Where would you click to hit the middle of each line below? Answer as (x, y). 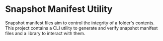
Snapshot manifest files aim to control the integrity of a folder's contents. (80, 23)
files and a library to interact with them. (45, 33)
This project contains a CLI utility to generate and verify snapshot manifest (81, 28)
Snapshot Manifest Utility (59, 9)
